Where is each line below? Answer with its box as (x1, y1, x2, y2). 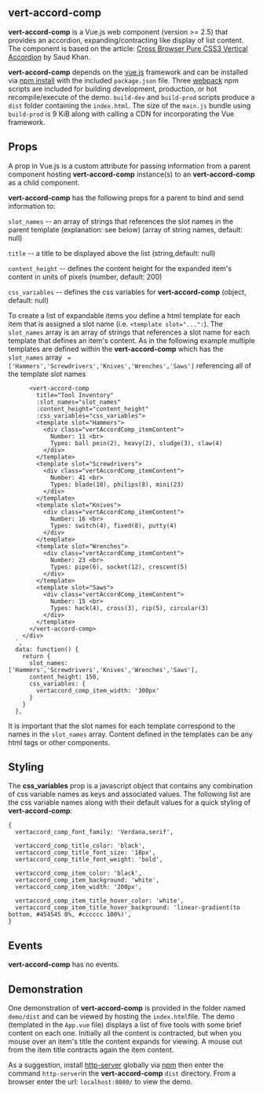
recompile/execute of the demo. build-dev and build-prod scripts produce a (8, 92, 255, 101)
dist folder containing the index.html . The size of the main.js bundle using (8, 101, 251, 110)
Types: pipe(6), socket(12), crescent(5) (49, 563, 188, 571)
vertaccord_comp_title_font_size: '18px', (15, 849, 156, 857)
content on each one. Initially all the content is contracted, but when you (8, 1029, 242, 1038)
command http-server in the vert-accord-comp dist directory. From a (8, 1069, 236, 1078)
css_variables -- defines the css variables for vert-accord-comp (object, (8, 287, 247, 297)
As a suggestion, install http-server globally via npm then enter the (8, 1060, 224, 1070)
